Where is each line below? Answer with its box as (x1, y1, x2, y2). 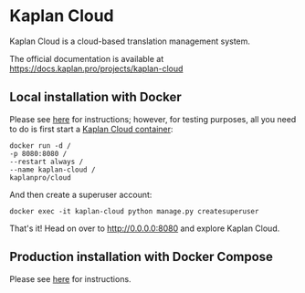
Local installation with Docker (9, 89, 183, 105)
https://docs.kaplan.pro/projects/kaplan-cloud (9, 63, 184, 74)
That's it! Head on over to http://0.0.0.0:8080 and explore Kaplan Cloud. (9, 223, 280, 234)
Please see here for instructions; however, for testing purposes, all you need (9, 113, 297, 124)
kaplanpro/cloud (9, 173, 71, 183)
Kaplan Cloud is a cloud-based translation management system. (9, 36, 251, 47)
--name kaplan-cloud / (9, 165, 96, 174)
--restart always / (9, 157, 84, 166)
